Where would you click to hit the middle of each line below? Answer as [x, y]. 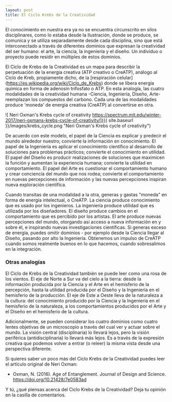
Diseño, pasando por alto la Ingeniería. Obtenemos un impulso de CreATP [83, 238]
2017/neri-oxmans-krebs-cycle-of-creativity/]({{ [56, 120]
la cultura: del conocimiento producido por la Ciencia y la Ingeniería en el [83, 300]
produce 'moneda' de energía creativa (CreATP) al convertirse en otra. [80, 105]
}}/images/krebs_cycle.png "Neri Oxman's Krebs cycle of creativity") [78, 126]
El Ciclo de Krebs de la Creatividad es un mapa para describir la [73, 67]
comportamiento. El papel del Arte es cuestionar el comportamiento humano [86, 168]
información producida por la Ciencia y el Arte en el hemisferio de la [77, 284]
